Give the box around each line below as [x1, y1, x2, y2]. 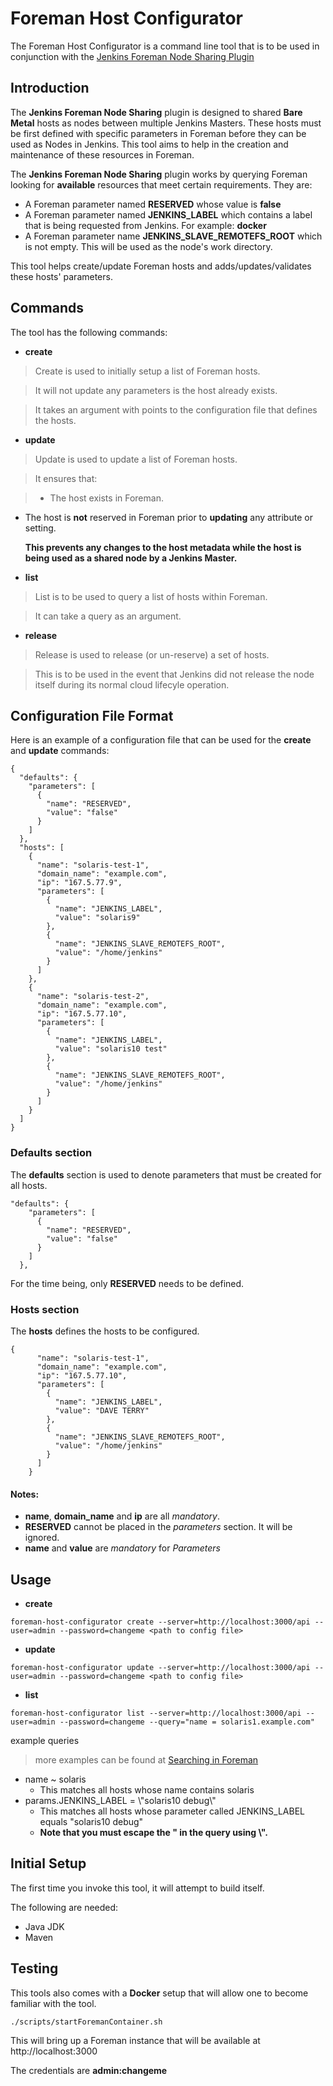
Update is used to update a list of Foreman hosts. [34, 453, 238, 465]
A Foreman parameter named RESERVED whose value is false [24, 198, 282, 210]
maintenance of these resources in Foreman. [10, 148, 195, 161]
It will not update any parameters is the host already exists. [34, 384, 278, 396]
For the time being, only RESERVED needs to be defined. [10, 1277, 245, 1289]
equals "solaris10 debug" [39, 1815, 144, 1827]
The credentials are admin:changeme [10, 2064, 168, 2076]
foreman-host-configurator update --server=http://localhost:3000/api [10, 1662, 311, 1672]
